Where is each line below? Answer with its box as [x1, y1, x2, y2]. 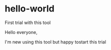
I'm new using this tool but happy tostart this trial [5, 38, 106, 45]
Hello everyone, [5, 29, 38, 35]
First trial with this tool [5, 19, 51, 25]
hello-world [5, 3, 55, 14]
